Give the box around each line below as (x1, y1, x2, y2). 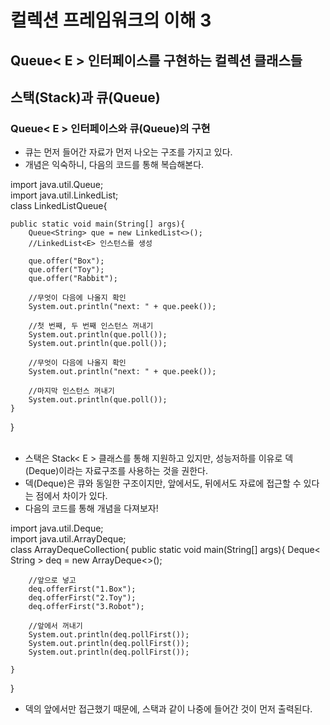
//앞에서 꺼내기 (28, 621, 83, 631)
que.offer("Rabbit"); (28, 274, 118, 284)
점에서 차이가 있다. (35, 490, 108, 502)
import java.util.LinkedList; (10, 189, 119, 201)
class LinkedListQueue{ (10, 200, 108, 212)
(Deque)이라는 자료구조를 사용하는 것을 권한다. (24, 465, 209, 477)
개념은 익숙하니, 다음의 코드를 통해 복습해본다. (24, 159, 205, 171)
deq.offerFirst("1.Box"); (28, 584, 137, 595)
